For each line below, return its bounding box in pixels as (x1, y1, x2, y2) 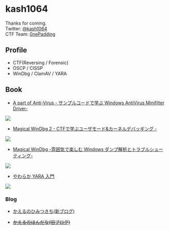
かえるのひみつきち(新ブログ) (12, 208, 75, 214)
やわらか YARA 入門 (12, 173, 55, 179)
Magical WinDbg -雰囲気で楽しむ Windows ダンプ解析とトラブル (12, 146, 150, 152)
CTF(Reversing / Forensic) (12, 60, 69, 66)
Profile (5, 46, 27, 54)
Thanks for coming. (5, 20, 47, 26)
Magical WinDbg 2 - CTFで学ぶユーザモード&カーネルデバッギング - (12, 125, 157, 131)
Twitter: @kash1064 (5, 25, 47, 31)
